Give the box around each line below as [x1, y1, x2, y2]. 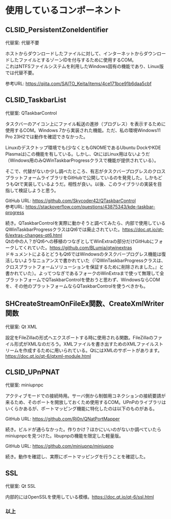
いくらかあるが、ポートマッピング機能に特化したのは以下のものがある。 [5, 405, 157, 412]
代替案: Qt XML [5, 323, 37, 330]
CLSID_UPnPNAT [5, 368, 60, 377]
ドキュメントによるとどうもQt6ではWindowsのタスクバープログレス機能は [5, 251, 162, 257]
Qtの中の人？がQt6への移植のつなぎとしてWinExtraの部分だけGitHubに [5, 238, 155, 244]
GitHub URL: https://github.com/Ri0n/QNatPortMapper [5, 416, 120, 422]
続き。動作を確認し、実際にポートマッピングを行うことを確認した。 [5, 453, 149, 460]
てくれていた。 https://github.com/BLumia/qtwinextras [18, 244, 132, 251]
